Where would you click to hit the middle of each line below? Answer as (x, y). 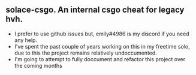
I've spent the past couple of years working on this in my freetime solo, (102, 46)
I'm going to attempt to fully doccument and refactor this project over (100, 59)
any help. (25, 40)
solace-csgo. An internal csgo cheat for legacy (95, 10)
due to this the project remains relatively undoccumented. (85, 53)
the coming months (38, 65)
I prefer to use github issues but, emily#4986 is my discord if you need (102, 34)
